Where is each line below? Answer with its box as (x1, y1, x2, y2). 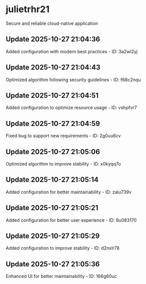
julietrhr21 (6, 4, 50, 15)
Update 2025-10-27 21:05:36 (6, 260, 100, 268)
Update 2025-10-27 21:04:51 (6, 91, 99, 100)
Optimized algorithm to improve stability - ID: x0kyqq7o (6, 161, 121, 167)
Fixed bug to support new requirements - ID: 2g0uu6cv (6, 133, 121, 139)
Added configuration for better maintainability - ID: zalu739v (6, 189, 132, 195)
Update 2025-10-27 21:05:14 (6, 176, 99, 184)
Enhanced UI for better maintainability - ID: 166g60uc (6, 273, 117, 279)
